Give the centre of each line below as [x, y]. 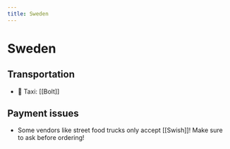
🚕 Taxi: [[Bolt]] [38, 91]
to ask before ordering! [51, 138]
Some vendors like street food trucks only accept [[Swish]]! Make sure [120, 130]
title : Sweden [28, 14]
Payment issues [43, 114]
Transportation [41, 74]
